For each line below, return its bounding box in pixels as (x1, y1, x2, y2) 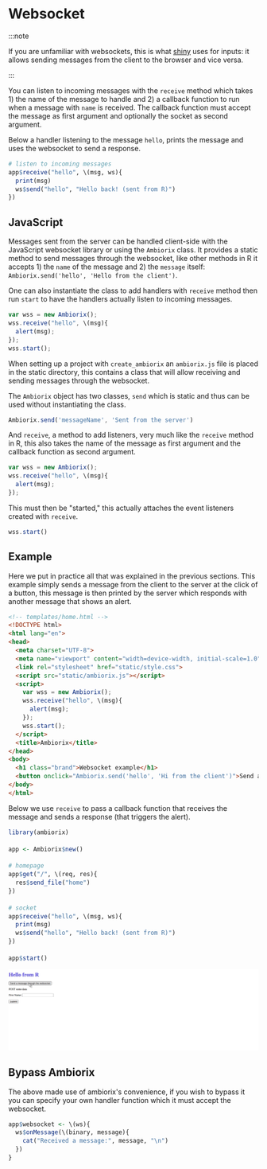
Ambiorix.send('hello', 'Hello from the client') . (8, 271, 178, 280)
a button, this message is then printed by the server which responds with (8, 588, 248, 598)
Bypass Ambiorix (8, 1066, 95, 1079)
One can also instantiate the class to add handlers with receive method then (8, 286, 258, 295)
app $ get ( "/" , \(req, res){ (8, 871, 98, 879)
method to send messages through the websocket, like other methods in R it (8, 254, 258, 263)
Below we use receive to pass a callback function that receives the (8, 803, 228, 812)
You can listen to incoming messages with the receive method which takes (8, 85, 253, 95)
